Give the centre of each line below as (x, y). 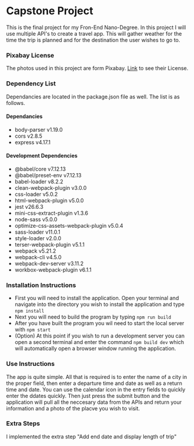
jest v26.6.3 (29, 206)
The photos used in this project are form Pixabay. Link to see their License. (97, 68)
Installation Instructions (41, 285)
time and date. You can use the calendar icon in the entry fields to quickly (96, 389)
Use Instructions (30, 364)
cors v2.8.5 (28, 136)
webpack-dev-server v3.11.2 (49, 263)
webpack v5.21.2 (35, 251)
